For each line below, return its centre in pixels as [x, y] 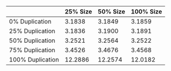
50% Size [111, 11]
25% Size [78, 11]
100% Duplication [34, 60]
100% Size [146, 11]
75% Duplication [32, 50]
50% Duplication [32, 40]
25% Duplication [32, 31]
